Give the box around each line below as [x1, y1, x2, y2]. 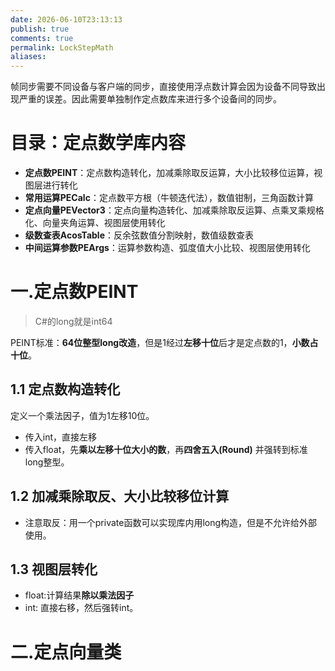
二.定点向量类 [10, 641, 122, 663]
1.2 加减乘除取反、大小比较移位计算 [10, 488, 230, 505]
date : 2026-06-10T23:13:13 [10, 14, 123, 25]
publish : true [10, 24, 70, 34]
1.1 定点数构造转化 [10, 381, 121, 398]
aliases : [10, 52, 47, 62]
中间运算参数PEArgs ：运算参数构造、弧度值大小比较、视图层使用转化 [24, 242, 311, 254]
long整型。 [24, 456, 70, 468]
